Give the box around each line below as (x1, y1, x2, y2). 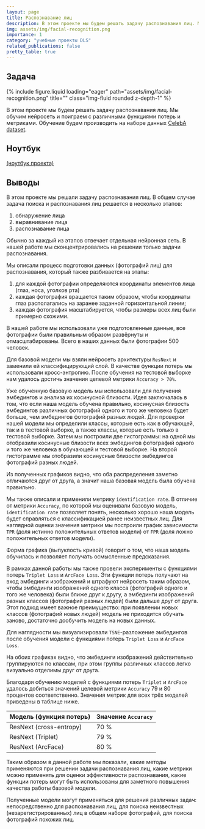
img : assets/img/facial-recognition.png (6, 26, 111, 32)
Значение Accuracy (96, 713, 153, 721)
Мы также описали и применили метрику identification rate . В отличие (6, 495, 198, 503)
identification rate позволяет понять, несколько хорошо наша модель (6, 509, 195, 516)
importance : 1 (6, 32, 43, 38)
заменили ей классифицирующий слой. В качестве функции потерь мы (6, 362, 193, 370)
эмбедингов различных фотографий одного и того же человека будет (6, 407, 189, 414)
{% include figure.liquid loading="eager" (6, 88, 109, 95)
